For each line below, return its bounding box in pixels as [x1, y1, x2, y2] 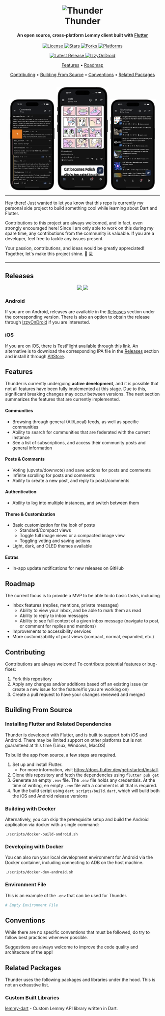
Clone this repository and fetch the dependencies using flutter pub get [12, 772, 159, 778]
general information [12, 445, 53, 451]
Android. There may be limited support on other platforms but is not [5, 737, 142, 743]
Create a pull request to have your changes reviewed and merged [12, 691, 145, 697]
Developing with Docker [5, 843, 64, 850]
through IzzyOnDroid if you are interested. [5, 319, 90, 325]
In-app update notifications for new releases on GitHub [12, 565, 124, 571]
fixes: [5, 666, 16, 672]
